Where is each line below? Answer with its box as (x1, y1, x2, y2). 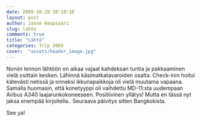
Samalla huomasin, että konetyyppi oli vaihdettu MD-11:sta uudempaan (6, 84, 183, 92)
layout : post (6, 15, 39, 21)
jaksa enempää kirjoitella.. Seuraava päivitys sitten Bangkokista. (6, 97, 166, 104)
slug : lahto (6, 25, 36, 32)
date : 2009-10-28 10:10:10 (6, 8, 75, 15)
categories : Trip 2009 (6, 43, 64, 49)
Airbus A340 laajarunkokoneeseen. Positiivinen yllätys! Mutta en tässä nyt (6, 90, 192, 98)
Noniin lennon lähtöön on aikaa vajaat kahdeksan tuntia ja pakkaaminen (6, 65, 185, 72)
